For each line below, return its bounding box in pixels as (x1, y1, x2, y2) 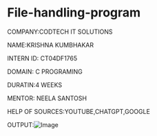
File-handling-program (7, 5, 141, 21)
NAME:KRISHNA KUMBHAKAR (7, 41, 94, 49)
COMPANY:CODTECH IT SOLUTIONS (7, 27, 113, 36)
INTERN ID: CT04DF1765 (7, 54, 78, 63)
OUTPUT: (7, 120, 34, 128)
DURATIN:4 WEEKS (7, 80, 63, 89)
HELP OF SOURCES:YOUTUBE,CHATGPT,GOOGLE (7, 107, 150, 115)
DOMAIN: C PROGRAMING (7, 67, 83, 76)
